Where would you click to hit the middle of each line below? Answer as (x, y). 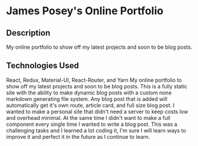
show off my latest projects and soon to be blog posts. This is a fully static (97, 86)
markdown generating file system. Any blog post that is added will (87, 99)
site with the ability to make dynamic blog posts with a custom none (89, 93)
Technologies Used (42, 66)
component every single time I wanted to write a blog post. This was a (92, 124)
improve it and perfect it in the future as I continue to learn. (78, 137)
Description (28, 33)
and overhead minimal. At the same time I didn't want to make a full (88, 118)
